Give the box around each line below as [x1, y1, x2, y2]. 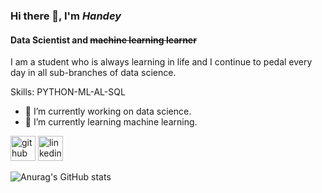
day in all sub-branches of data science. [10, 67, 177, 79]
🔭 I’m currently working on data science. [24, 105, 192, 118]
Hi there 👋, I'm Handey [10, 9, 122, 23]
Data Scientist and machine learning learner [10, 34, 197, 46]
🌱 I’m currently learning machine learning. [24, 116, 198, 128]
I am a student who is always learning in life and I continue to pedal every [10, 56, 313, 68]
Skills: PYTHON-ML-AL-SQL [10, 86, 126, 98]
